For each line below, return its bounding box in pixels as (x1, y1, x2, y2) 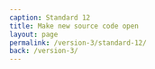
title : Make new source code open (9, 22, 140, 30)
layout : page (9, 30, 59, 39)
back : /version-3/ (9, 47, 78, 56)
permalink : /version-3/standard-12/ (9, 38, 147, 47)
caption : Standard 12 (9, 13, 91, 22)
